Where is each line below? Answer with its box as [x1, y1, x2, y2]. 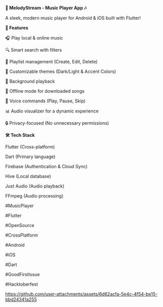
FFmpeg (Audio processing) [5, 193, 64, 199]
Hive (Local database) [5, 173, 52, 179]
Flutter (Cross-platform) [5, 144, 55, 149]
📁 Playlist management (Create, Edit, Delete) [5, 59, 98, 64]
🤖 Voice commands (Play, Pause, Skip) [5, 98, 86, 104]
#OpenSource [5, 222, 34, 228]
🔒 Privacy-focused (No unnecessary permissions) [5, 120, 109, 126]
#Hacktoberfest [5, 281, 38, 287]
